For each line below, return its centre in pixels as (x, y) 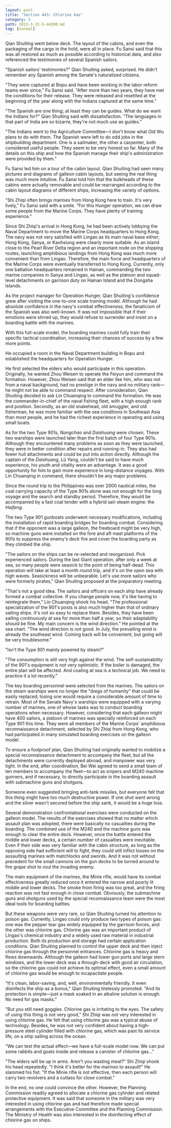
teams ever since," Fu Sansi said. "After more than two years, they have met (85, 90)
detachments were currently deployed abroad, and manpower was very (80, 761)
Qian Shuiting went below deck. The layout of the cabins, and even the (79, 43)
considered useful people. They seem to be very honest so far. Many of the (84, 148)
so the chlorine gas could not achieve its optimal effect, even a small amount (85, 968)
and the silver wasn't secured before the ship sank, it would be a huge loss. (84, 803)
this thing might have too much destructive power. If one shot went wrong (83, 797)
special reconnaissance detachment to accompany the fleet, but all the (80, 755)
